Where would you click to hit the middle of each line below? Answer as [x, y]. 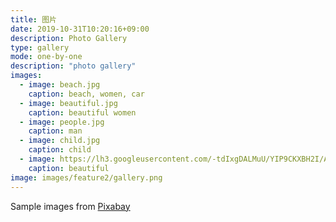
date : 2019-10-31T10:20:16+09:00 [80, 29]
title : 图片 [33, 19]
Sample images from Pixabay [70, 206]
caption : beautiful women [82, 112]
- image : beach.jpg [60, 85]
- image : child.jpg [60, 141]
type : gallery [40, 47]
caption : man [55, 131]
